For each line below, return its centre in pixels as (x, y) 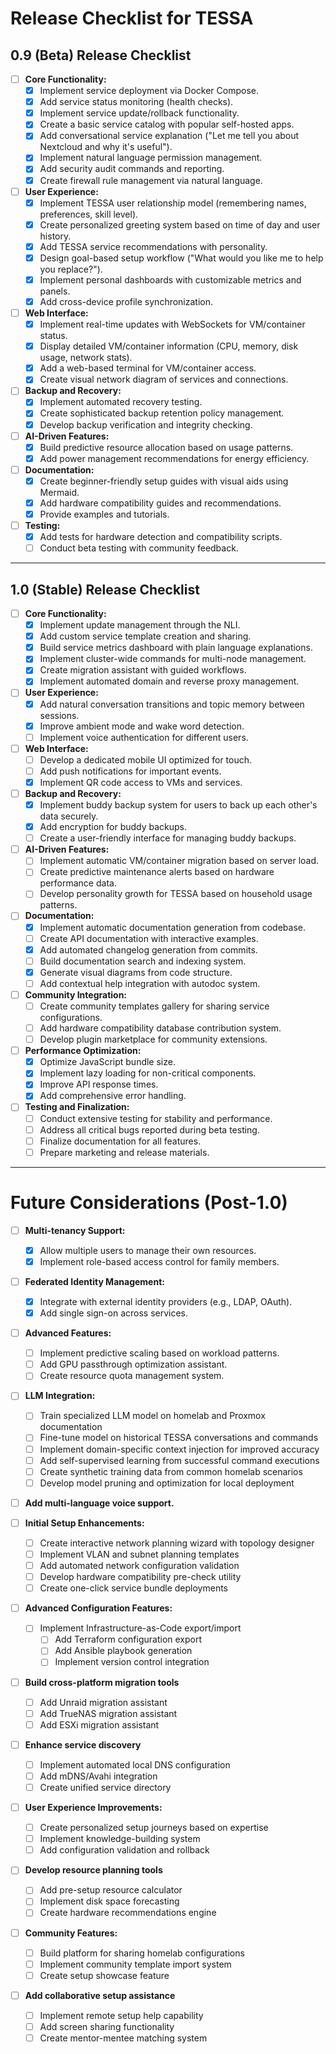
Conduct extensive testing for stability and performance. (156, 1118)
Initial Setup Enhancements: (84, 1523)
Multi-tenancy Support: (75, 1230)
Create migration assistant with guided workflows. (143, 670)
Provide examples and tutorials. (104, 514)
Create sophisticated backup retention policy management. (162, 413)
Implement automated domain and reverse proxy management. (169, 681)
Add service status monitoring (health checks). (136, 102)
